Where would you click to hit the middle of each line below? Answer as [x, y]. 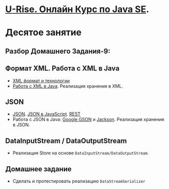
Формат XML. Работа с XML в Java [62, 69]
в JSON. [21, 125]
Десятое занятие [44, 33]
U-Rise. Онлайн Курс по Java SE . [77, 9]
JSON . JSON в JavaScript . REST [47, 114]
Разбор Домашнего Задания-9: [58, 51]
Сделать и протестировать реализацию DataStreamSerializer [79, 181]
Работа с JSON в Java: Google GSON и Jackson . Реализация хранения [88, 120]
